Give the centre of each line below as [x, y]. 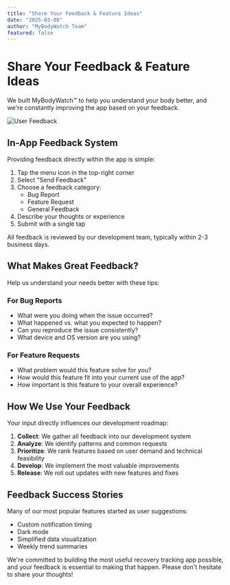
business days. [28, 244]
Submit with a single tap [51, 224]
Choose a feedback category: [59, 187]
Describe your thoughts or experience [71, 216]
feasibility [31, 458]
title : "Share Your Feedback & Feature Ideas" [75, 13]
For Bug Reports [35, 300]
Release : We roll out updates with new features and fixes [98, 473]
